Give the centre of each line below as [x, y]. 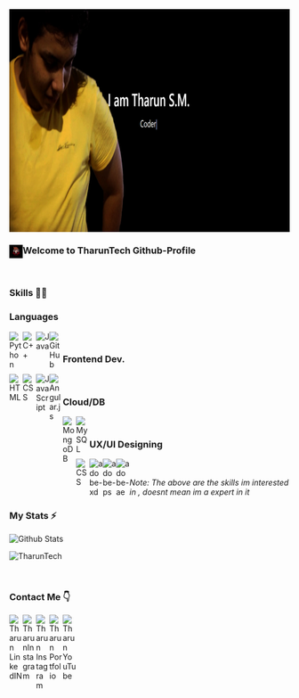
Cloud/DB [84, 402]
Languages [34, 317]
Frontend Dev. [94, 359]
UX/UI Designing [126, 445]
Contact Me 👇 [40, 596]
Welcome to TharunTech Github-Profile [109, 250]
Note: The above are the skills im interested [209, 483]
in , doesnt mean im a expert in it [190, 492]
